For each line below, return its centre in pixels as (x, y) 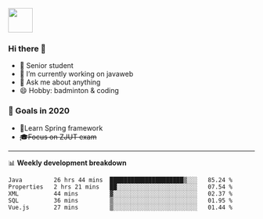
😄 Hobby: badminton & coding (69, 91)
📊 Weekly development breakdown (67, 163)
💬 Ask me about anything (60, 82)
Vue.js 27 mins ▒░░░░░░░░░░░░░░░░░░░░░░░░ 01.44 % (121, 207)
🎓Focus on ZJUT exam (58, 137)
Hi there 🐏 (27, 48)
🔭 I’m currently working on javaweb (76, 74)
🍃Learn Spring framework (61, 127)
